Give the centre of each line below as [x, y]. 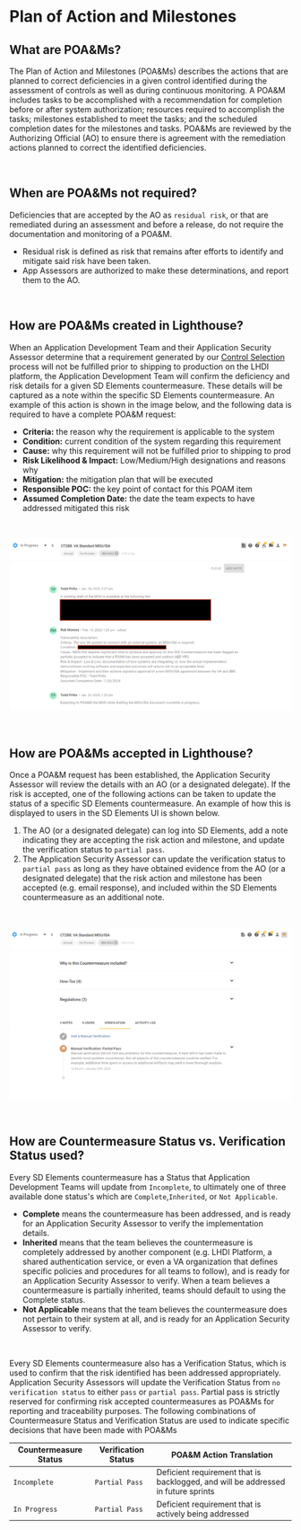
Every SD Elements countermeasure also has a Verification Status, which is [148, 1363]
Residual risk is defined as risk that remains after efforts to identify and [153, 251]
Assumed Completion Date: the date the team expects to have [138, 498]
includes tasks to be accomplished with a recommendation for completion [146, 100]
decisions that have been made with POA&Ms [93, 1429]
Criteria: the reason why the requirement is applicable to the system [148, 431]
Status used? [47, 1156]
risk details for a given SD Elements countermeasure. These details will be [146, 385]
